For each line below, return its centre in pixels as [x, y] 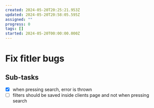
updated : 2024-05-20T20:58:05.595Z [43, 15]
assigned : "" [19, 19]
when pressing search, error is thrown [52, 89]
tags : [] [14, 29]
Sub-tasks [22, 77]
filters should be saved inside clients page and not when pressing [81, 95]
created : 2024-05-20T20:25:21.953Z [43, 10]
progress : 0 [18, 24]
